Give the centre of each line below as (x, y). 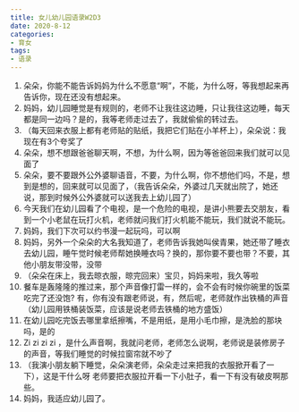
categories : (32, 34)
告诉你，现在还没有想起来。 (74, 97)
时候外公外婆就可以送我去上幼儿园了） (125, 197)
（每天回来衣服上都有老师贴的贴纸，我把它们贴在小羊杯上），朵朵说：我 (154, 130)
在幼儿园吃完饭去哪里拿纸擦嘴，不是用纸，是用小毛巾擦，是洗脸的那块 (153, 320)
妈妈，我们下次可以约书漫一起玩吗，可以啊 (102, 231)
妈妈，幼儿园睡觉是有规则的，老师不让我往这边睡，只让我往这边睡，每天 (156, 108)
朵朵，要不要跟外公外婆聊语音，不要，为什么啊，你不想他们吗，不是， (153, 175)
